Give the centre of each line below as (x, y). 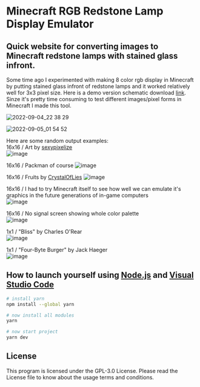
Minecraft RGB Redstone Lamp (85, 11)
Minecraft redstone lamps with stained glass (92, 56)
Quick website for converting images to (82, 46)
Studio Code (30, 285)
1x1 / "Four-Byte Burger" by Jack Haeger (57, 250)
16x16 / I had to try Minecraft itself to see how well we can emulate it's (94, 189)
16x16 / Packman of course (40, 165)
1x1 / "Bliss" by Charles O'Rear (44, 232)
